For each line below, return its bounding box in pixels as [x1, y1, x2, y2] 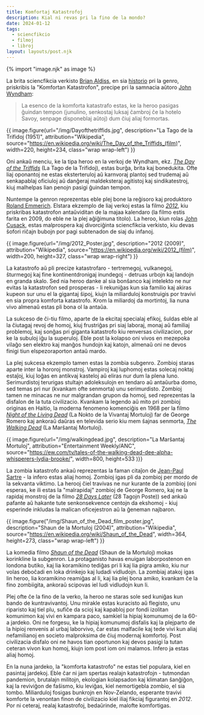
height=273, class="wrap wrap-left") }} [6, 537, 105, 544]
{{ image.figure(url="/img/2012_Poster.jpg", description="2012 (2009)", [6, 239, 186, 247]
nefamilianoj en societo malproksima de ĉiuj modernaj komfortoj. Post [6, 632, 181, 639]
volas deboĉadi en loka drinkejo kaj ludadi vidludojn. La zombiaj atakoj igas [6, 568, 195, 576]
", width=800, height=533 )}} [69, 455, 143, 462]
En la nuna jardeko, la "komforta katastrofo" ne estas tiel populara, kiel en [6, 663, 191, 670]
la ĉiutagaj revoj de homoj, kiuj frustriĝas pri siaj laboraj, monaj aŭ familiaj [6, 321, 190, 329]
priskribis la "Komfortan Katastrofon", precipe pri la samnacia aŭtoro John [6, 83, 192, 91]
